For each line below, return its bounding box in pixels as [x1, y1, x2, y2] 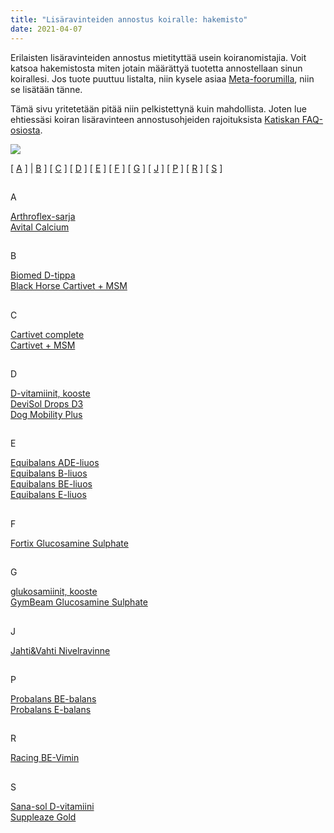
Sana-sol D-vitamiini [10, 800, 95, 812]
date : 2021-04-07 [10, 24, 83, 34]
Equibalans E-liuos [10, 489, 87, 501]
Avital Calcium [10, 221, 70, 233]
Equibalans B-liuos [10, 467, 88, 480]
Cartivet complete [10, 328, 85, 340]
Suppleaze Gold [10, 811, 77, 823]
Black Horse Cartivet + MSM [10, 280, 128, 292]
